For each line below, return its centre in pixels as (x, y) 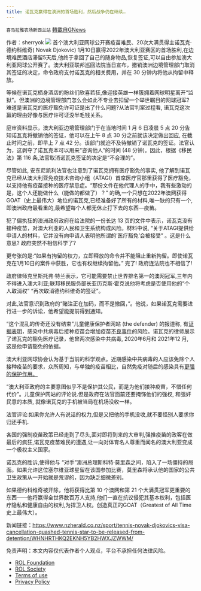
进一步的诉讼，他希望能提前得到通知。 (58, 311)
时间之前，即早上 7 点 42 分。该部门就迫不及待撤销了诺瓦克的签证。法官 (100, 143)
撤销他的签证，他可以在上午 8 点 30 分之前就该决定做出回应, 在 (109, 135)
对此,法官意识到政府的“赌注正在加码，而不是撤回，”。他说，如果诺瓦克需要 (97, 304)
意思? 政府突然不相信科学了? (41, 243)
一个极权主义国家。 (30, 449)
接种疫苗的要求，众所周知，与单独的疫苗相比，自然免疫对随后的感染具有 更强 (100, 366)
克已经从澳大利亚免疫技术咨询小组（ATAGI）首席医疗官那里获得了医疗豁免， (100, 178)
